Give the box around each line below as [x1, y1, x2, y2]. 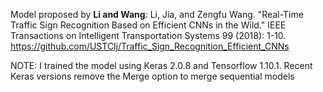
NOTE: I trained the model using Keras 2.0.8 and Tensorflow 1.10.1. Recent [10, 60, 313, 71]
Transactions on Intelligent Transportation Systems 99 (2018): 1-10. [10, 30, 287, 41]
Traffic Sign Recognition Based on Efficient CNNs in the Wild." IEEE [10, 19, 287, 31]
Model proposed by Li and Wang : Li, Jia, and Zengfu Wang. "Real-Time [10, 9, 304, 20]
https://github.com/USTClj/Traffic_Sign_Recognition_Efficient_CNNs [10, 40, 290, 52]
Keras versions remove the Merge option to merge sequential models [10, 70, 295, 82]
